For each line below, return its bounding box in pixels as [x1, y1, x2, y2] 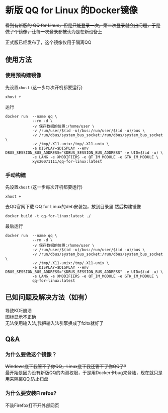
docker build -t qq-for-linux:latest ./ [5, 213, 92, 218]
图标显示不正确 [5, 314, 36, 320]
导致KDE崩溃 [5, 307, 32, 313]
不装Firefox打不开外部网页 [5, 402, 59, 408]
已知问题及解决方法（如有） [5, 293, 92, 302]
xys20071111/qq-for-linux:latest [32, 159, 102, 164]
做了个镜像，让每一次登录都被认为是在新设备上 [5, 28, 102, 34]
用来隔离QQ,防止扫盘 [5, 376, 49, 382]
